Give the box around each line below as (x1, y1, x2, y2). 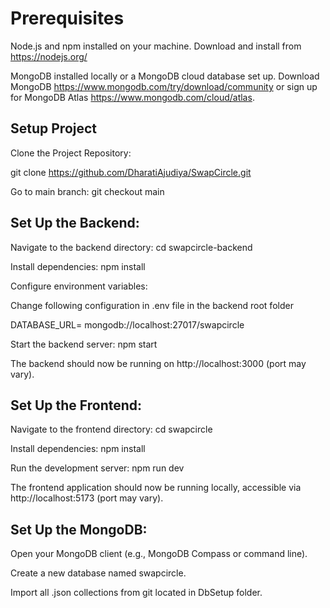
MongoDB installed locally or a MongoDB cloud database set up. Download (10, 70, 320, 82)
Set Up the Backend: (10, 215, 140, 232)
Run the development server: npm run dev (10, 462, 185, 474)
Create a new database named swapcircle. (10, 567, 187, 579)
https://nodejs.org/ (10, 50, 88, 62)
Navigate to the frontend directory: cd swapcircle (10, 423, 213, 436)
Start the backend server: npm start (10, 338, 158, 350)
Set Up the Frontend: (10, 397, 143, 414)
